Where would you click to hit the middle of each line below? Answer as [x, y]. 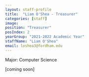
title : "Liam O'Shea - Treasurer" [42, 14]
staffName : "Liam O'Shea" [31, 41]
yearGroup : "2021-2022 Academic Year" [45, 37]
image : [12, 23]
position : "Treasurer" [28, 28]
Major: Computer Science [31, 59]
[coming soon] [20, 69]
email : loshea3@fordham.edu [34, 46]
